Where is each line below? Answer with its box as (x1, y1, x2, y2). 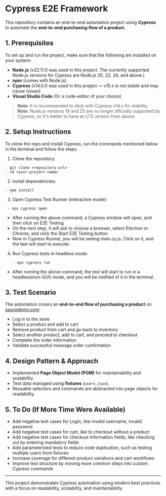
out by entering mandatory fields (12, 440, 79, 445)
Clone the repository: (12, 155, 56, 161)
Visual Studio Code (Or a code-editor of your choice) (12, 93, 122, 99)
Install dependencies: (12, 178, 56, 184)
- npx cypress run (12, 260, 50, 265)
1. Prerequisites (5, 39, 54, 47)
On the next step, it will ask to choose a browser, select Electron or (12, 225, 148, 231)
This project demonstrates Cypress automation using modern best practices (5, 480, 161, 486)
